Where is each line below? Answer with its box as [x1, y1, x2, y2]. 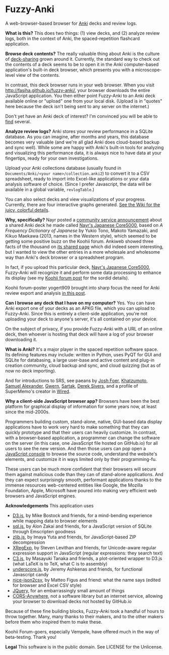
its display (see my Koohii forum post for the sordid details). [5, 274, 130, 281]
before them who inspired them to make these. [5, 619, 102, 625]
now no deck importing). [5, 367, 57, 373]
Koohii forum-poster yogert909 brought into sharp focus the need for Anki [5, 285, 160, 291]
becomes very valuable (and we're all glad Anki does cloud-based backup [5, 139, 160, 145]
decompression [12, 539, 45, 545]
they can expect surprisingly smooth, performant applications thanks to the [5, 477, 162, 483]
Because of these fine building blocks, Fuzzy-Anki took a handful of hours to [5, 608, 164, 614]
